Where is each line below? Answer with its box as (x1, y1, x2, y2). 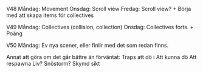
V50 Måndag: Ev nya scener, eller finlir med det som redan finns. (6, 42, 169, 49)
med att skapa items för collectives (6, 12, 94, 19)
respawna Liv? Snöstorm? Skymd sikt (6, 60, 100, 67)
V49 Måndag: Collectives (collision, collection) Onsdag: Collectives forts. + (6, 24, 194, 30)
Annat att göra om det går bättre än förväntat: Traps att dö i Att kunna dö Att (6, 54, 197, 60)
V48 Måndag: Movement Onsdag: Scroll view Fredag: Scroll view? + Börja (6, 5, 191, 12)
